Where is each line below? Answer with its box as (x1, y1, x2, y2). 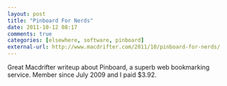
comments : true (7, 30, 52, 38)
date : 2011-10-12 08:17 (7, 23, 78, 31)
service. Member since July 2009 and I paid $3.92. (7, 70, 157, 79)
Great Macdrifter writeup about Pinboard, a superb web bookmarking (7, 63, 210, 71)
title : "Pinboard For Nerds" (7, 17, 94, 24)
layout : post (7, 10, 46, 18)
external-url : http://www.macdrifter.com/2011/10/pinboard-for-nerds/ (7, 43, 221, 50)
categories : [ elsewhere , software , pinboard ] (7, 37, 144, 44)
